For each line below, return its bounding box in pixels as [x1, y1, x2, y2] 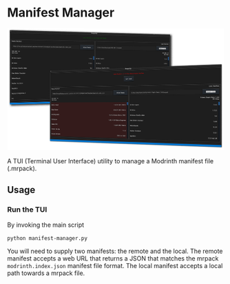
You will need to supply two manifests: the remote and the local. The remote [7, 247, 223, 255]
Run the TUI [7, 205, 48, 214]
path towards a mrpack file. [7, 269, 85, 277]
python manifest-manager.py [7, 234, 88, 242]
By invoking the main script [7, 221, 85, 229]
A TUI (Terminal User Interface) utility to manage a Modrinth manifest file [7, 156, 214, 165]
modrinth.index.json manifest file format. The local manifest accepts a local [7, 261, 223, 270]
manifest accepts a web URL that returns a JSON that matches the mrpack [7, 254, 219, 263]
